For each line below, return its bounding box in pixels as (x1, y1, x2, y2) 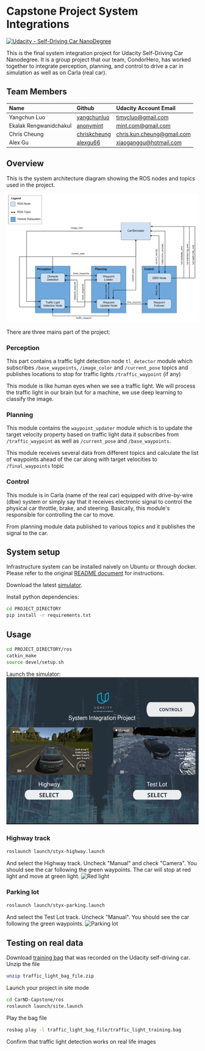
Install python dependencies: (6, 593, 79, 600)
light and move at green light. (6, 872, 80, 880)
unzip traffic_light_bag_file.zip (6, 973, 95, 979)
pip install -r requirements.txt (6, 613, 92, 619)
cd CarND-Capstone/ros (6, 997, 64, 1003)
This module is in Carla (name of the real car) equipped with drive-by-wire (6, 491, 193, 499)
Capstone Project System (6, 4, 138, 18)
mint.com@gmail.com (115, 122, 171, 129)
